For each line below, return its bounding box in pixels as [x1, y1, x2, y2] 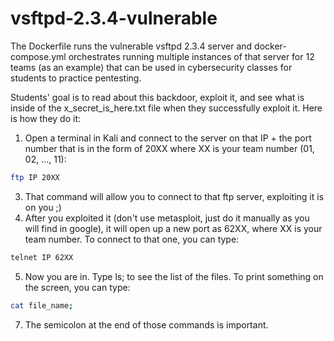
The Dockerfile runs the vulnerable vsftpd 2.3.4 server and [10, 40, 253, 52]
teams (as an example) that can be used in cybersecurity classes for [10, 61, 293, 73]
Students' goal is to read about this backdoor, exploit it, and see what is [10, 91, 305, 103]
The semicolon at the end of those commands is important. [24, 318, 269, 331]
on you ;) [24, 201, 62, 213]
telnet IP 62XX [10, 252, 74, 262]
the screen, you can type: [24, 281, 131, 293]
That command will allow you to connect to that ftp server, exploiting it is [24, 190, 325, 202]
